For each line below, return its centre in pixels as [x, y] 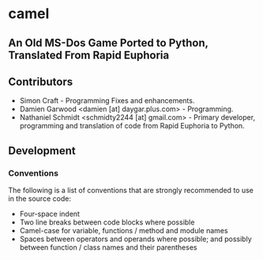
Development [42, 150]
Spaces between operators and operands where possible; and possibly [136, 239]
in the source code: [39, 199]
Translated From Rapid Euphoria [89, 55]
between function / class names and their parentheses [108, 247]
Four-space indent [50, 214]
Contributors [41, 82]
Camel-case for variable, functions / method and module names [124, 231]
